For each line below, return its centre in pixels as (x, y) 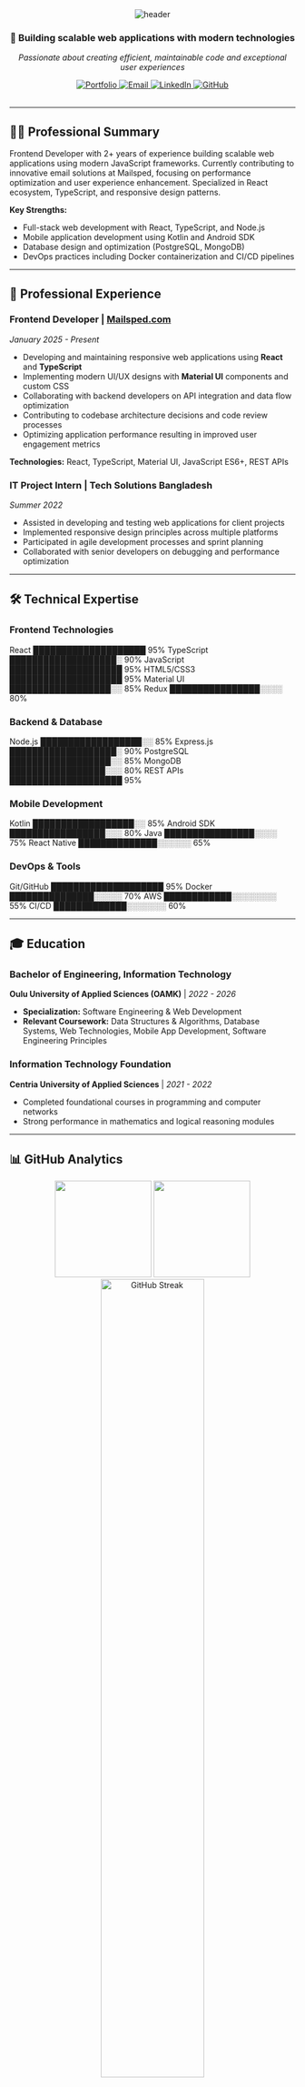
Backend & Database (56, 721)
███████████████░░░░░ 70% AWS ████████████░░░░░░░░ (143, 896)
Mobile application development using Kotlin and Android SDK (139, 237)
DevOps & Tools (45, 866)
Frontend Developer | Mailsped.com (90, 319)
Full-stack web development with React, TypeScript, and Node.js (144, 227)
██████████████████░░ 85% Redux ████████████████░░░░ (146, 688)
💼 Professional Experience (85, 293)
